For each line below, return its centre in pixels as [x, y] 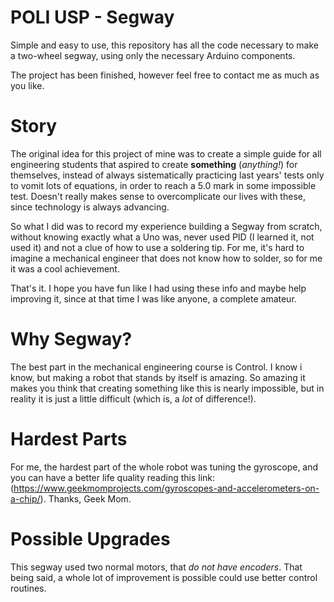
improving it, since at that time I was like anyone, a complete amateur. [153, 298]
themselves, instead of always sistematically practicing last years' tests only [167, 175]
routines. [28, 588]
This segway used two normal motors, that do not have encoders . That [156, 567]
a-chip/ [25, 498]
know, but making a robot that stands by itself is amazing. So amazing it [158, 377]
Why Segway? [71, 339]
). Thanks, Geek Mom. [85, 498]
